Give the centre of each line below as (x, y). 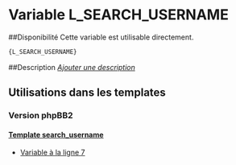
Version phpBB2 (41, 116)
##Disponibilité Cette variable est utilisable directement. (101, 37)
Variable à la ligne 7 (52, 153)
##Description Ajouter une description (72, 67)
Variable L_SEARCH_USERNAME (119, 15)
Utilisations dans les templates (87, 93)
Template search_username (56, 134)
